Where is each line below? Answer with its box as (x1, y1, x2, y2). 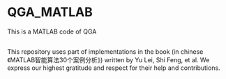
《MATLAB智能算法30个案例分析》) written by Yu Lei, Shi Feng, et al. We (7, 56, 210, 64)
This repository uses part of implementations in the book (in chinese (7, 48, 204, 56)
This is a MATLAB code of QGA (7, 27, 97, 36)
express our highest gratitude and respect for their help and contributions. (7, 64, 221, 72)
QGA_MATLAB (7, 4, 93, 20)
